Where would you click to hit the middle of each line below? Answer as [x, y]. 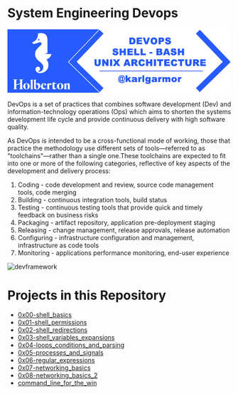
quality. [18, 127]
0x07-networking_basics [54, 368]
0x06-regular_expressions [56, 361]
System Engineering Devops [93, 13]
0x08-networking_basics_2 [58, 375]
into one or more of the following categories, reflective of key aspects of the [119, 163]
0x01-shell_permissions [52, 323]
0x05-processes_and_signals [61, 353]
